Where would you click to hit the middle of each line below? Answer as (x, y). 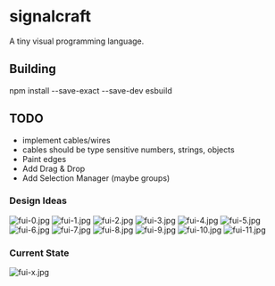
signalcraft (50, 16)
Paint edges (44, 159)
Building (33, 69)
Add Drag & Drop (54, 168)
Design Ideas (38, 200)
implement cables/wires (66, 140)
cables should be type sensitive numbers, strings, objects (128, 150)
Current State (39, 253)
